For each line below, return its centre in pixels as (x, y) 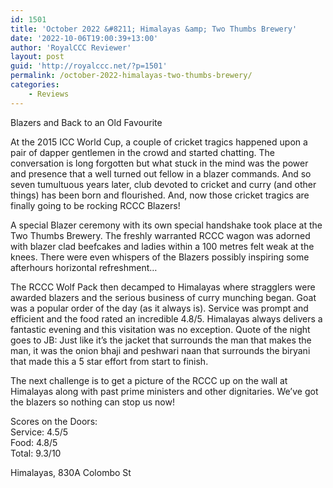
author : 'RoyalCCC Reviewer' (71, 47)
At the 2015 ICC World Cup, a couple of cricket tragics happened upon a (159, 142)
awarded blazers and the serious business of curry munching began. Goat (163, 297)
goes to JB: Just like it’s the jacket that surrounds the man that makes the (161, 340)
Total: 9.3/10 (36, 453)
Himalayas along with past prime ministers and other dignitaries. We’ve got (164, 391)
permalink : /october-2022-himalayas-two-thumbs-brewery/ (131, 76)
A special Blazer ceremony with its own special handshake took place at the (166, 225)
